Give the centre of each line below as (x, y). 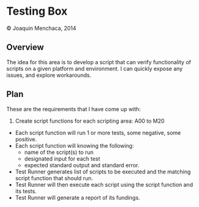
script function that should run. (54, 178)
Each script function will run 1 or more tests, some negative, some (98, 133)
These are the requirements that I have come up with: (74, 109)
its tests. (26, 191)
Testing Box (37, 11)
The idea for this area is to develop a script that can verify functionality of (99, 62)
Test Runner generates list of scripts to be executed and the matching (103, 172)
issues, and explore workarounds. (49, 75)
